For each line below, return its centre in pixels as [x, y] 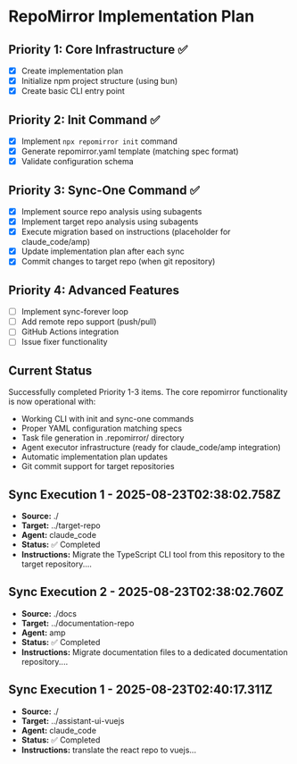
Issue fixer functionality [64, 342]
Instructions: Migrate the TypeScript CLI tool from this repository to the [153, 554]
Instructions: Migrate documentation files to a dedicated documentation [154, 652]
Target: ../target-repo [61, 525]
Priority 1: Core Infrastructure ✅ [98, 50]
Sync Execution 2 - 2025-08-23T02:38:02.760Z [146, 592]
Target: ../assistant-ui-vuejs [73, 720]
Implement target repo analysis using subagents [110, 222]
